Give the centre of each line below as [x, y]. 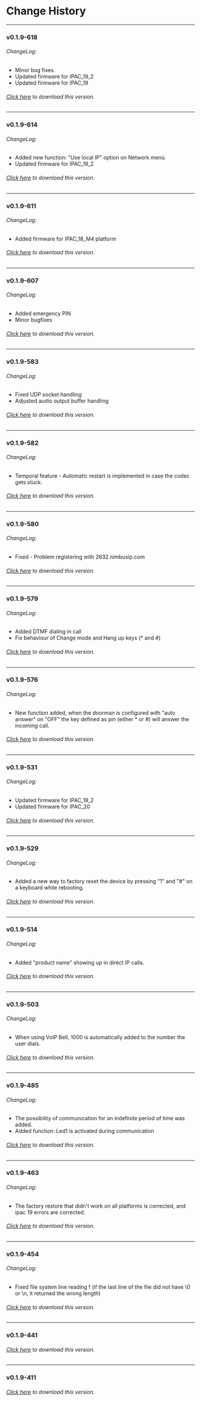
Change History [46, 11]
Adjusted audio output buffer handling [62, 401]
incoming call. [32, 725]
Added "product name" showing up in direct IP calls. [80, 962]
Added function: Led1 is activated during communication [84, 1131]
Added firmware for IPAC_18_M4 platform [66, 239]
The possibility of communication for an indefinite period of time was [100, 1118]
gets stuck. [29, 482]
